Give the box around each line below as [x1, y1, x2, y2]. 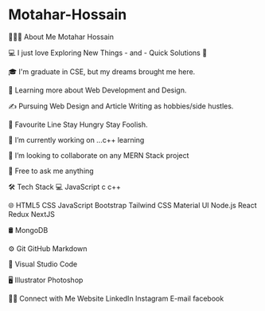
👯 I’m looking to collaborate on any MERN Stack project [8, 150, 189, 160]
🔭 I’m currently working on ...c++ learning [8, 135, 145, 144]
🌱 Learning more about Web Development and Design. [8, 85, 187, 95]
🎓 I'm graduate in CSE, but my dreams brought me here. [8, 66, 196, 77]
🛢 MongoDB [8, 225, 49, 234]
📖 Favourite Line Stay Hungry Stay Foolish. [8, 120, 148, 129]
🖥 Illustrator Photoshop [8, 275, 84, 285]
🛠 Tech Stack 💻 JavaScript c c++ [8, 182, 122, 191]
